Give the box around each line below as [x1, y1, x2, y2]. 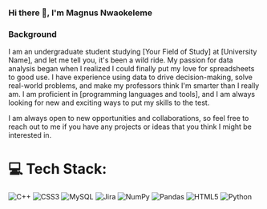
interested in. [8, 131, 52, 140]
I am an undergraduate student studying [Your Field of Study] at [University [8, 47, 257, 57]
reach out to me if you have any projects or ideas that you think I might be [8, 122, 253, 131]
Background [8, 28, 58, 39]
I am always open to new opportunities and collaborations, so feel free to [8, 114, 249, 123]
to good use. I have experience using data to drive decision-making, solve [8, 72, 253, 82]
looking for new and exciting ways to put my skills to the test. [8, 98, 210, 107]
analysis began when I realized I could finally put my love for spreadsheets [8, 64, 255, 74]
